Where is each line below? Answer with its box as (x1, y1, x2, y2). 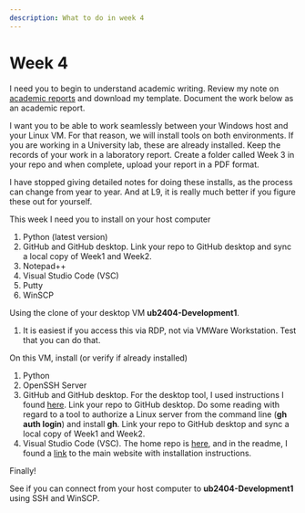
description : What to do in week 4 (9, 13, 145, 23)
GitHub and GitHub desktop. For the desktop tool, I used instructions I (22, 389, 284, 400)
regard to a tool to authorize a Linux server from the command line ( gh (22, 408, 288, 420)
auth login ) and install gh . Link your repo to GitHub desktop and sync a (22, 418, 290, 429)
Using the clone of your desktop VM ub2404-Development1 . (9, 307, 239, 318)
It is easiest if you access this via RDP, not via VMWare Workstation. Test (22, 325, 297, 336)
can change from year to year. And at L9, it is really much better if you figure (9, 186, 296, 197)
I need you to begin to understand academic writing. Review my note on (9, 83, 280, 94)
